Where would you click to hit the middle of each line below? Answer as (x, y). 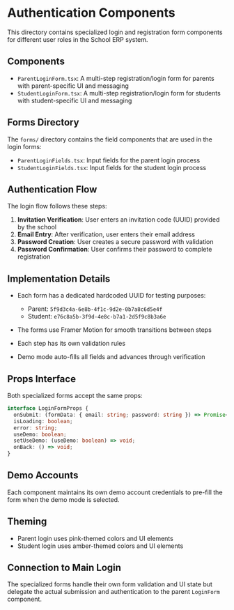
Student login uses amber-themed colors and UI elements (100, 546)
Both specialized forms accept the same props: (75, 396)
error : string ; (36, 428)
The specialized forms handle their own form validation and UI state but (110, 584)
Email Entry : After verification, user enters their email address (106, 234)
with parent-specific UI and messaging (73, 86)
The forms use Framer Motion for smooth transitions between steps (115, 330)
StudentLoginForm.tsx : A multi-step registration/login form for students (119, 93)
